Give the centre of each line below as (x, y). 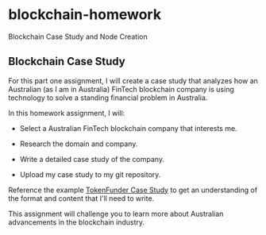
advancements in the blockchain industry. (77, 222)
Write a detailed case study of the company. (92, 159)
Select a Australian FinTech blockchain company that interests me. (128, 128)
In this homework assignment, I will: (67, 113)
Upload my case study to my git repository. (90, 174)
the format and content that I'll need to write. (81, 198)
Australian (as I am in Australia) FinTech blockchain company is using (121, 89)
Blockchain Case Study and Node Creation (78, 37)
